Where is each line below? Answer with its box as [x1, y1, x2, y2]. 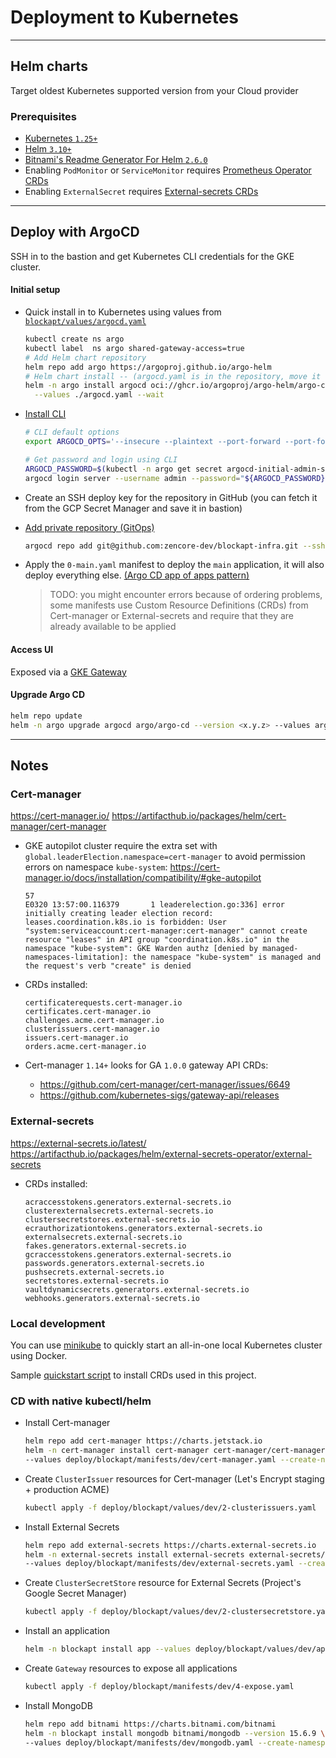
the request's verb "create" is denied [24, 961, 192, 971]
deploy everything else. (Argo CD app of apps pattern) [24, 569, 250, 581]
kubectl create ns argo [24, 334, 125, 345]
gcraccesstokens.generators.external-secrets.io [24, 1249, 232, 1260]
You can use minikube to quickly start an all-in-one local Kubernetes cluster [10, 1339, 323, 1351]
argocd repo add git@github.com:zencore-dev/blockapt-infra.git [24, 541, 299, 551]
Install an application [24, 1625, 110, 1637]
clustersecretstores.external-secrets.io [24, 1214, 200, 1225]
